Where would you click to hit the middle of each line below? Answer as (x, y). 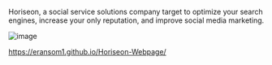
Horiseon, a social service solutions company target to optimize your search (136, 12)
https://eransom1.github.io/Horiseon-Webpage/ (87, 52)
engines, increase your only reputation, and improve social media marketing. (136, 20)
